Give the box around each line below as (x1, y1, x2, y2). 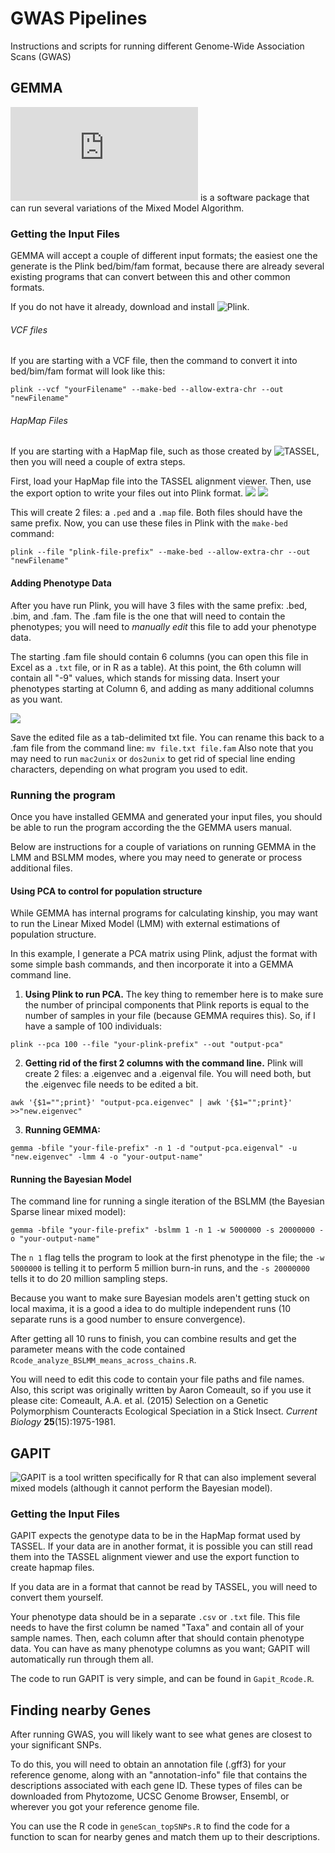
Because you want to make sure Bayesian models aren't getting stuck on (10, 1292, 310, 1304)
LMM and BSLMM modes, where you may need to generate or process (10, 851, 303, 863)
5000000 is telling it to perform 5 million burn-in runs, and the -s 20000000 (10, 1262, 310, 1274)
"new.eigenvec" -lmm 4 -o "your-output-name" (10, 1152, 203, 1162)
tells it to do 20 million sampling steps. (10, 1273, 168, 1285)
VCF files (10, 323, 48, 336)
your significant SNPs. (10, 1739, 102, 1751)
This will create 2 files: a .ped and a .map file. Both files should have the (10, 507, 303, 519)
